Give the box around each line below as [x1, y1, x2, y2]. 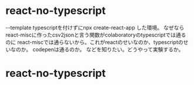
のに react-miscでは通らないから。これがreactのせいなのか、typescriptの [5, 38, 183, 45]
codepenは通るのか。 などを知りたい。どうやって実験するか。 [32, 45, 184, 53]
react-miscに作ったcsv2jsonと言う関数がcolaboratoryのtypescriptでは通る [5, 31, 186, 38]
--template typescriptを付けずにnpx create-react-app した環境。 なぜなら [5, 24, 185, 31]
